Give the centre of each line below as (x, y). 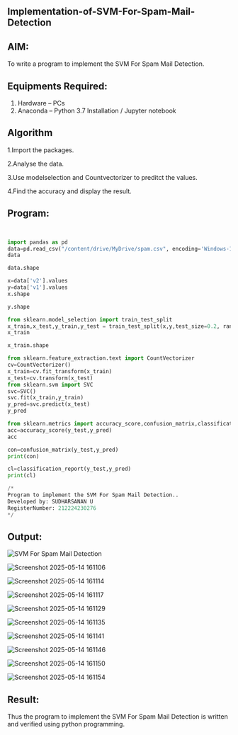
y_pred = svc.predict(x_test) (49, 404)
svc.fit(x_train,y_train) (45, 398)
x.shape (19, 294)
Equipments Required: (57, 86)
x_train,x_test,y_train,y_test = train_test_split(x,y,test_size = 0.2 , (114, 326)
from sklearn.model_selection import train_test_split (90, 319)
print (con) (23, 456)
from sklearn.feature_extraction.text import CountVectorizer (101, 358)
